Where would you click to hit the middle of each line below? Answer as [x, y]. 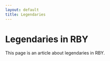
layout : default [22, 10]
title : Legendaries [25, 14]
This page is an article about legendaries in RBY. [55, 53]
